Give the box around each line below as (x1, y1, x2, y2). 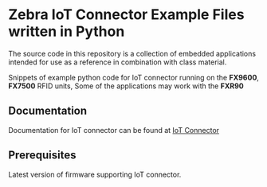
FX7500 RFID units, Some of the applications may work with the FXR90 (8, 81, 245, 91)
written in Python (8, 22, 125, 41)
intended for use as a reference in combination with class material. (8, 57, 227, 67)
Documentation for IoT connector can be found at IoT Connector (8, 125, 220, 134)
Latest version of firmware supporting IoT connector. (8, 169, 182, 179)
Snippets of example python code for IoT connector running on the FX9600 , (8, 72, 259, 82)
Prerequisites (8, 149, 77, 162)
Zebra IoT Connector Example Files (8, 6, 245, 24)
